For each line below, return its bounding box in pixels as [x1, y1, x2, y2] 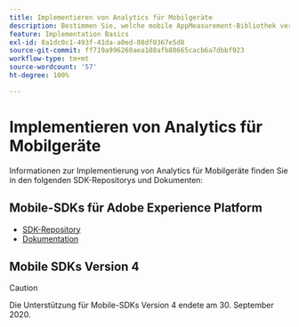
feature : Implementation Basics [9, 29, 129, 38]
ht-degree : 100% [9, 71, 69, 80]
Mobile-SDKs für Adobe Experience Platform [9, 201, 263, 216]
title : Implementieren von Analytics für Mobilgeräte [9, 12, 214, 22]
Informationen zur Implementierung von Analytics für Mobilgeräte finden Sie [9, 165, 288, 176]
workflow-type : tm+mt [9, 54, 90, 63]
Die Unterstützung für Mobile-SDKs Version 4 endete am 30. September [9, 299, 274, 311]
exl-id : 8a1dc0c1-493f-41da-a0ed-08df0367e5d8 [9, 37, 185, 47]
